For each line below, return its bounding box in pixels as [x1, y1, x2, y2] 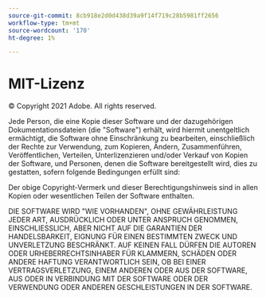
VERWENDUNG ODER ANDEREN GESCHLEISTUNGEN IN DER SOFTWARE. [8, 283, 252, 292]
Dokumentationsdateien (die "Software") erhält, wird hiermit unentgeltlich [8, 125, 250, 135]
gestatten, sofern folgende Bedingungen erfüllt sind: [8, 168, 181, 177]
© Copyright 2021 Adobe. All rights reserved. [8, 101, 157, 111]
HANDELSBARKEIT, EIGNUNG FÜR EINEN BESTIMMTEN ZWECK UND [8, 232, 237, 242]
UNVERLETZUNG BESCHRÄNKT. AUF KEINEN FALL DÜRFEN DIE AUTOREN [8, 240, 256, 250]
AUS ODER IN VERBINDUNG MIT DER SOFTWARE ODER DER [8, 274, 209, 284]
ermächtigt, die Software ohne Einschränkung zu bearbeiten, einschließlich [8, 134, 255, 143]
